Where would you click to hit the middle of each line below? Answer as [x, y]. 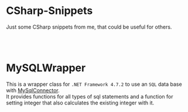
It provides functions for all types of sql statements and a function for [90, 96]
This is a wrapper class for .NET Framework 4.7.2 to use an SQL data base [94, 84]
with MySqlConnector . [33, 90]
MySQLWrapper [46, 68]
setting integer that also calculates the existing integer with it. [80, 103]
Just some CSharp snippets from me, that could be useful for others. [89, 27]
